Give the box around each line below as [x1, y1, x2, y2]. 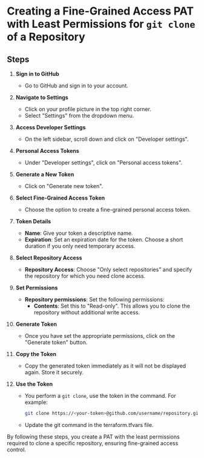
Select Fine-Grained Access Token [15, 194, 105, 201]
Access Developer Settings [15, 124, 86, 131]
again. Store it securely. [24, 369, 84, 375]
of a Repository [7, 30, 85, 44]
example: [24, 399, 48, 406]
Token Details [15, 218, 51, 225]
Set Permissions [15, 284, 58, 291]
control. [7, 446, 27, 453]
